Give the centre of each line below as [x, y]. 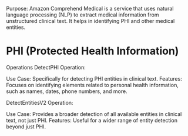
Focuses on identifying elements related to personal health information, [93, 85]
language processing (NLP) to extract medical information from [83, 15]
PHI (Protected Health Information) [93, 51]
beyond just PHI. [26, 127]
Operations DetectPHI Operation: [46, 67]
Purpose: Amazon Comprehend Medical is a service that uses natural [90, 9]
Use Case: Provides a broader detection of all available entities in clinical [94, 114]
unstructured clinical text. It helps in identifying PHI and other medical [90, 21]
